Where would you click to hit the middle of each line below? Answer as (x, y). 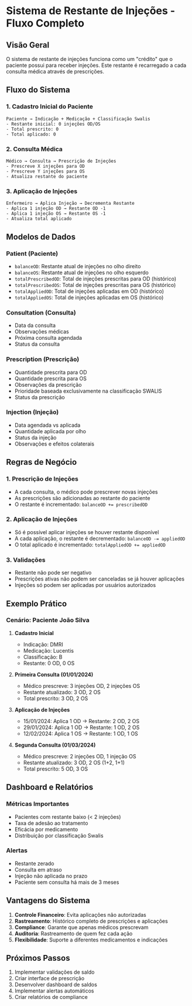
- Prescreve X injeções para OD (45, 166)
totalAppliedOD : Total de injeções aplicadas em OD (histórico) (89, 291)
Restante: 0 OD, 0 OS (49, 663)
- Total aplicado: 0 (31, 134)
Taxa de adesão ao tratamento (51, 823)
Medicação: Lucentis (49, 650)
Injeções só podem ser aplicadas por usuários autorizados (85, 585)
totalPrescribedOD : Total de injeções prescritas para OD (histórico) (95, 278)
